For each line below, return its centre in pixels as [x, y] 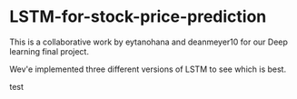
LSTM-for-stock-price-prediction [138, 17]
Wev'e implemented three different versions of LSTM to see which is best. [148, 69]
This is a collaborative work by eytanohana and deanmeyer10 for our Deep [149, 42]
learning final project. [49, 51]
